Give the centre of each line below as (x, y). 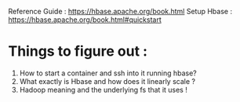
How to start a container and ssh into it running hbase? (108, 73)
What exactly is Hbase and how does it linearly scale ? (107, 81)
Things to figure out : (78, 51)
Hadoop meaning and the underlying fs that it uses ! (104, 89)
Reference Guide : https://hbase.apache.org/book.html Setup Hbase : (120, 11)
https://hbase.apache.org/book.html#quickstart (85, 20)
